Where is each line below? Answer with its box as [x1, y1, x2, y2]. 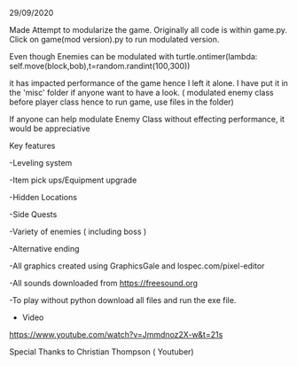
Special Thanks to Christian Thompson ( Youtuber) [9, 347, 194, 357]
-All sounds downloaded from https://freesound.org [9, 278, 198, 288]
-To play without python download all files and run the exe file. [9, 295, 237, 305]
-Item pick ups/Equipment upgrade [9, 175, 137, 185]
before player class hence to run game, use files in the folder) [9, 97, 235, 107]
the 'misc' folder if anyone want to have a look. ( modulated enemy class [9, 88, 274, 97]
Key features [9, 141, 56, 151]
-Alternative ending [9, 244, 80, 253]
